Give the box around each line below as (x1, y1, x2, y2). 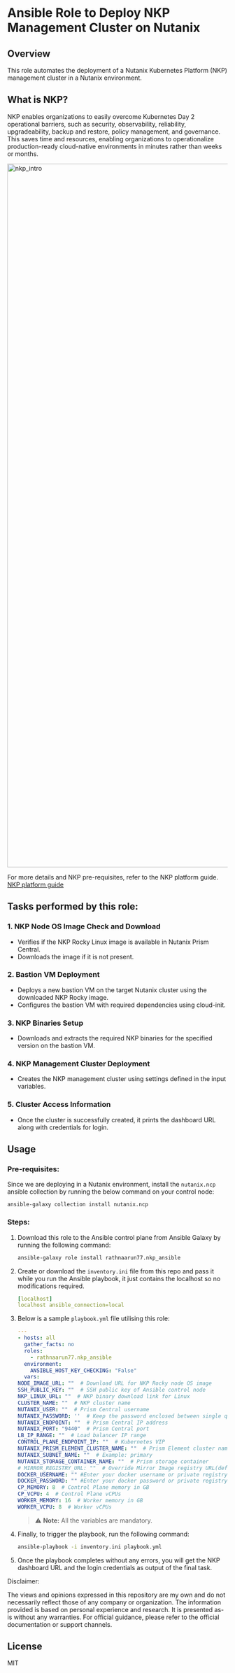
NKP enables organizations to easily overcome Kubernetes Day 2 (7, 112, 195, 120)
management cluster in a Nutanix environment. (7, 73, 142, 82)
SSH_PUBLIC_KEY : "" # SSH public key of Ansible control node (17, 1387, 206, 1394)
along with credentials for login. (17, 1123, 109, 1131)
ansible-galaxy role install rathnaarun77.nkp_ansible (17, 1254, 181, 1261)
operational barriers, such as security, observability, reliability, (7, 120, 187, 128)
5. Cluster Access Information (7, 1100, 111, 1110)
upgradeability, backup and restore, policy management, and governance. (7, 127, 221, 136)
